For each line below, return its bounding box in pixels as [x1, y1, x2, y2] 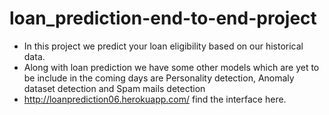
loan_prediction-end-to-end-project [9, 7, 317, 30]
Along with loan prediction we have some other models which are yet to [23, 61, 320, 73]
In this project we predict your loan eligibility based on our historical [23, 40, 304, 52]
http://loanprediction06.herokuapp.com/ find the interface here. [23, 93, 287, 105]
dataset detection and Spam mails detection [23, 82, 206, 94]
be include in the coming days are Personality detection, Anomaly [23, 72, 295, 84]
